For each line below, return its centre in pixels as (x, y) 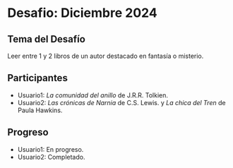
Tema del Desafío (47, 39)
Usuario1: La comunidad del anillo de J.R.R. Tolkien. (92, 95)
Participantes (38, 78)
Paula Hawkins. (40, 110)
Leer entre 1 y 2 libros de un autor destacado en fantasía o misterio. (106, 56)
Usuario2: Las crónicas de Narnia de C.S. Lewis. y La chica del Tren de (121, 102)
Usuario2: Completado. (51, 157)
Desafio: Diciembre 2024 (82, 13)
